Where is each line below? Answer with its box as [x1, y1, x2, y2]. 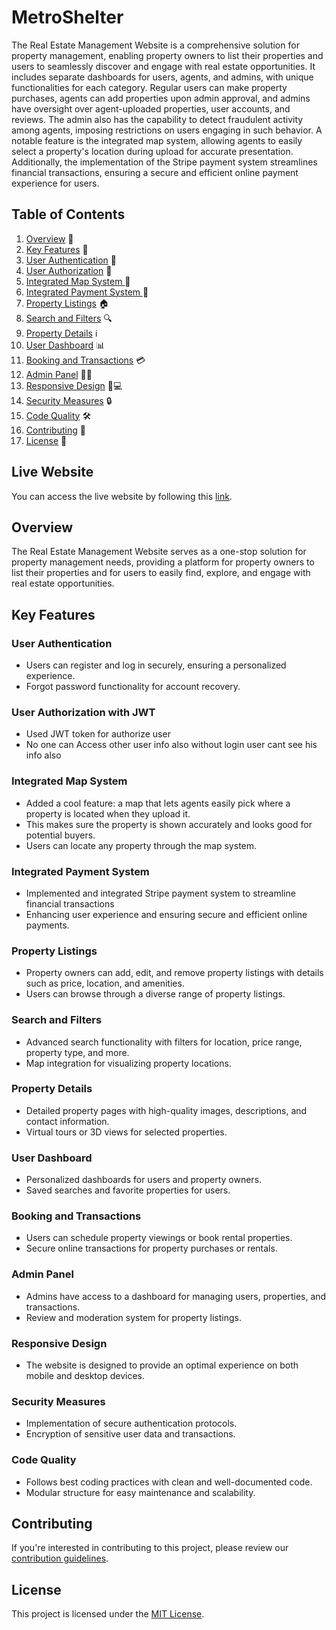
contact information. [25, 1115, 110, 1127]
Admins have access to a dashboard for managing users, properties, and [25, 1290, 327, 1302]
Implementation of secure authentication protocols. [25, 1417, 238, 1430]
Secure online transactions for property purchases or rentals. [25, 1242, 278, 1255]
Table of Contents [11, 206, 126, 223]
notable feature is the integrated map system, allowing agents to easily [11, 134, 303, 146]
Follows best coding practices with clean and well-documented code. [25, 1476, 313, 1488]
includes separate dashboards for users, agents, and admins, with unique [11, 71, 314, 83]
